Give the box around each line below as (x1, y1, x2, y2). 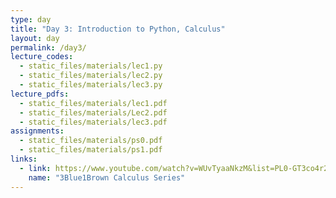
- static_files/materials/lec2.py (19, 71, 163, 81)
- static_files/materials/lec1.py (19, 61, 163, 71)
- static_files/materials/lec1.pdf (19, 98, 168, 108)
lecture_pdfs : (10, 89, 70, 99)
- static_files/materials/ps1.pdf (19, 145, 163, 155)
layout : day (10, 33, 60, 43)
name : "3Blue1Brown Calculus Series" (28, 172, 186, 183)
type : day (10, 14, 52, 25)
